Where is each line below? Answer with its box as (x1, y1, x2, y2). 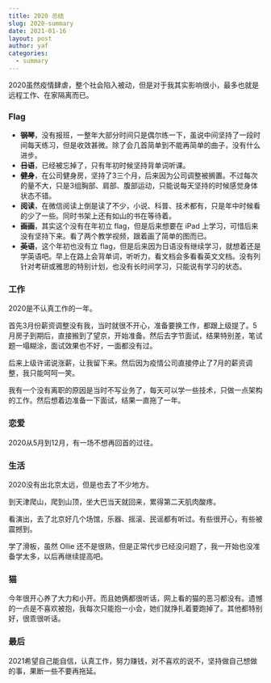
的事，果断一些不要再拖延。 (8, 666, 101, 676)
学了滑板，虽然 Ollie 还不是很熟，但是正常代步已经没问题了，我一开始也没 (8, 542, 253, 551)
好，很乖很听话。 (8, 613, 65, 623)
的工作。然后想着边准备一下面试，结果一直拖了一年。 (8, 395, 186, 405)
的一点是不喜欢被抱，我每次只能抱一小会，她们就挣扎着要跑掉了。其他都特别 (8, 604, 263, 613)
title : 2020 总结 (8, 11, 65, 20)
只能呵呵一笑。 (29, 369, 79, 378)
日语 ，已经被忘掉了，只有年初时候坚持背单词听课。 (19, 161, 190, 171)
